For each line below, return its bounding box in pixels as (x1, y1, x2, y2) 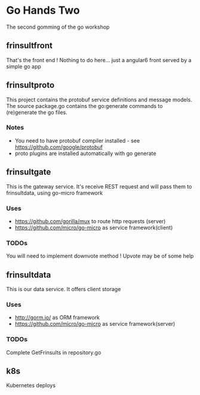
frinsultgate (6, 167, 51, 177)
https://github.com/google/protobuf (14, 143, 103, 150)
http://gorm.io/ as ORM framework (14, 314, 100, 321)
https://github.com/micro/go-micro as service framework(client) (14, 224, 173, 231)
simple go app (6, 63, 42, 70)
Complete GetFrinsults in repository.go (6, 348, 101, 356)
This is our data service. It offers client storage (6, 286, 121, 293)
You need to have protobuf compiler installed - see (14, 137, 140, 144)
